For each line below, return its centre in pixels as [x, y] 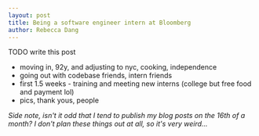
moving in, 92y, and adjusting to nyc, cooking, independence [118, 67]
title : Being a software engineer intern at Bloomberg [100, 23]
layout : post [29, 15]
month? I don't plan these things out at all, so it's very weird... [108, 124]
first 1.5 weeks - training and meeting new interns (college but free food [135, 84]
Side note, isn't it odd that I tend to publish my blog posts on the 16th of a [127, 116]
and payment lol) [47, 92]
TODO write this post [42, 52]
